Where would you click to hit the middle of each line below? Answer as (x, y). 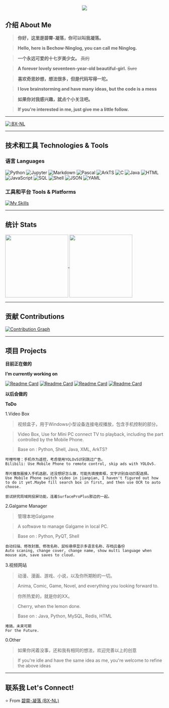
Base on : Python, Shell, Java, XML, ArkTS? (62, 449)
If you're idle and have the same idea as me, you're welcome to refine (90, 660)
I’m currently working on (31, 374)
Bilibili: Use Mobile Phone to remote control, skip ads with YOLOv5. (81, 464)
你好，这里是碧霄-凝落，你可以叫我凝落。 (61, 38)
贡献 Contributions (35, 317)
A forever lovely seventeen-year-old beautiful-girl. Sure (77, 68)
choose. (13, 487)
